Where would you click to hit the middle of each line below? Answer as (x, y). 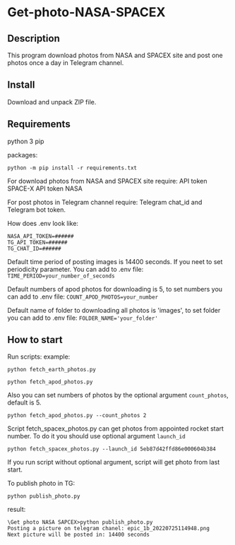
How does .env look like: (43, 223)
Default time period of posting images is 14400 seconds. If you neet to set (115, 261)
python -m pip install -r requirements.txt (72, 168)
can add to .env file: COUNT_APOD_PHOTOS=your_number (83, 297)
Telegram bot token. (36, 210)
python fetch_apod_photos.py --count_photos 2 (77, 416)
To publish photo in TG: (41, 484)
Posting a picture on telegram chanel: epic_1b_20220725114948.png (109, 529)
